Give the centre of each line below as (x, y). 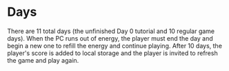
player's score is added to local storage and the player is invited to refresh (113, 53)
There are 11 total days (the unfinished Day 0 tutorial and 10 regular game (111, 31)
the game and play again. (43, 60)
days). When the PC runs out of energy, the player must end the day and (110, 38)
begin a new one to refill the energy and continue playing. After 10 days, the (115, 45)
